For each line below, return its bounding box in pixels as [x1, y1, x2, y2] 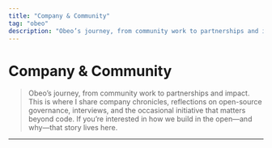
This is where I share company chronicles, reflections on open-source [28, 97, 262, 107]
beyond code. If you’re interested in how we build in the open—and [28, 114, 253, 124]
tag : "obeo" [8, 19, 49, 27]
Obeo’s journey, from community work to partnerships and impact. [28, 88, 250, 98]
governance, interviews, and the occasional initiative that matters [28, 106, 246, 116]
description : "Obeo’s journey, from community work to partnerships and [8, 27, 259, 35]
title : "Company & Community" [8, 11, 111, 20]
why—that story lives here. [28, 123, 118, 133]
